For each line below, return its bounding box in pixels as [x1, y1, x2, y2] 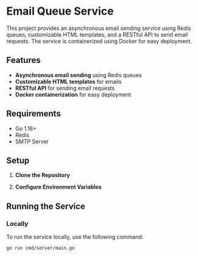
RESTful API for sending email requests [15, 84, 115, 92]
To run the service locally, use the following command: [6, 233, 144, 241]
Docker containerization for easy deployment [15, 90, 132, 98]
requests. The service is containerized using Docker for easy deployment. [6, 37, 192, 45]
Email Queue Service [6, 4, 114, 18]
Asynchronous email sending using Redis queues [15, 71, 142, 79]
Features [6, 55, 41, 65]
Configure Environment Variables [15, 183, 102, 190]
